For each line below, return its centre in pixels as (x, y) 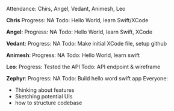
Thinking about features (45, 90)
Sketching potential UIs (44, 96)
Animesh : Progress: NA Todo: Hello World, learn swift (73, 55)
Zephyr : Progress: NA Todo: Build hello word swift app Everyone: (87, 78)
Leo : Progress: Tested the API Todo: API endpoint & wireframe (83, 67)
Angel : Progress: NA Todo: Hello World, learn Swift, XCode (79, 32)
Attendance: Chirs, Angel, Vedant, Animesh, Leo (66, 9)
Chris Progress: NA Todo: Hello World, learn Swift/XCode (77, 20)
